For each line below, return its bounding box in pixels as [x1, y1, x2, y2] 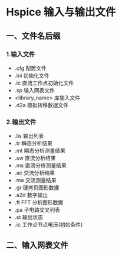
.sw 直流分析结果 [14, 154, 56, 162]
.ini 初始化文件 [14, 72, 50, 79]
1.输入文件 [6, 50, 35, 58]
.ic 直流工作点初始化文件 [14, 79, 74, 86]
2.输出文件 [6, 118, 37, 126]
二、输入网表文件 [6, 240, 68, 250]
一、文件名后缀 [6, 31, 61, 41]
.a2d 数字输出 [14, 192, 48, 199]
